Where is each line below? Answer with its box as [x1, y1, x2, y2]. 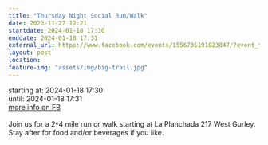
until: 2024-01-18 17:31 [8, 93, 82, 104]
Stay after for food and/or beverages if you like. [8, 127, 164, 137]
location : [8, 57, 41, 65]
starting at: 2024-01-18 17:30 [8, 85, 104, 95]
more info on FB [8, 102, 61, 112]
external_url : [8, 41, 56, 49]
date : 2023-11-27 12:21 [8, 19, 88, 27]
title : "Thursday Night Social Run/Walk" [8, 11, 148, 20]
